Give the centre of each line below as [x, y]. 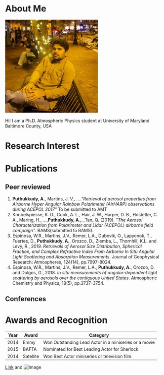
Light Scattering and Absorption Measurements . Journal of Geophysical [86, 257]
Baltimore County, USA [28, 126]
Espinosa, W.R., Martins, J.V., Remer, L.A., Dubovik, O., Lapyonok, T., [82, 236]
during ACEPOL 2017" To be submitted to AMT [60, 209]
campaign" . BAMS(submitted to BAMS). [53, 231]
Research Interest [42, 146]
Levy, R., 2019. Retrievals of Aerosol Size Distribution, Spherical [77, 247]
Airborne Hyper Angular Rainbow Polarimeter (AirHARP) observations [83, 204]
